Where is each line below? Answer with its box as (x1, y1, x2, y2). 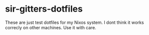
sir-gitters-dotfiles (5, 3, 83, 15)
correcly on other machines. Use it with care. (5, 24, 96, 30)
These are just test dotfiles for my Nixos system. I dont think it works (5, 19, 144, 25)
